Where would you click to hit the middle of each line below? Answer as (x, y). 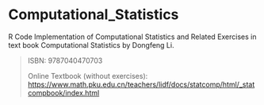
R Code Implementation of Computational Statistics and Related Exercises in (132, 37)
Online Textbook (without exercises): (88, 76)
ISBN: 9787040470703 (65, 60)
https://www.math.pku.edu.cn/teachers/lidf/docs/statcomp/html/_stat (141, 84)
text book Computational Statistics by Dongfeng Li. (91, 45)
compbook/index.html (63, 92)
